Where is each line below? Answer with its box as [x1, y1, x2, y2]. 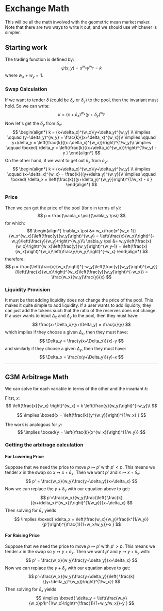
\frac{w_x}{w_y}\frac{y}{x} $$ [51, 274, 112, 280]
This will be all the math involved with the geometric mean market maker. [5, 19, 151, 25]
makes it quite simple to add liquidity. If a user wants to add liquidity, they [5, 302, 152, 308]
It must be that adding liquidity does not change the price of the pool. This [5, 297, 154, 303]
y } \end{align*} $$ [62, 149, 101, 156]
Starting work [5, 43, 48, 52]
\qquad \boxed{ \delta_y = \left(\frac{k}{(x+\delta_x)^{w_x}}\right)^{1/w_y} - [6, 145, 157, 150]
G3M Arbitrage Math [5, 373, 69, 381]
